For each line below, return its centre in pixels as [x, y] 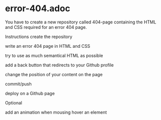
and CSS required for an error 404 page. [46, 27]
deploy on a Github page [30, 93]
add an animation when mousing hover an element [56, 112]
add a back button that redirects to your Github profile [59, 65]
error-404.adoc [38, 9]
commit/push [18, 84]
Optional [14, 102]
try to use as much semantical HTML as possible [54, 55]
